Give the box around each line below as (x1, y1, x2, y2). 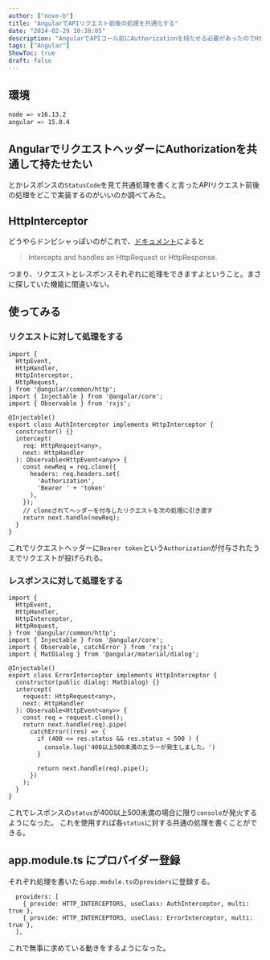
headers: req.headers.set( (29, 470, 121, 478)
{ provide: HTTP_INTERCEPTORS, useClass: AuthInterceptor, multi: (22, 900, 250, 908)
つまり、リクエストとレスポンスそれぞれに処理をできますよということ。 (8, 269, 247, 279)
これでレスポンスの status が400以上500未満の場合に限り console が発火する (8, 808, 258, 817)
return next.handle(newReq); (22, 513, 121, 522)
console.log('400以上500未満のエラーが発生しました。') (43, 743, 216, 751)
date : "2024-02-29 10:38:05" (8, 27, 106, 35)
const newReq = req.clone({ (22, 462, 117, 471)
